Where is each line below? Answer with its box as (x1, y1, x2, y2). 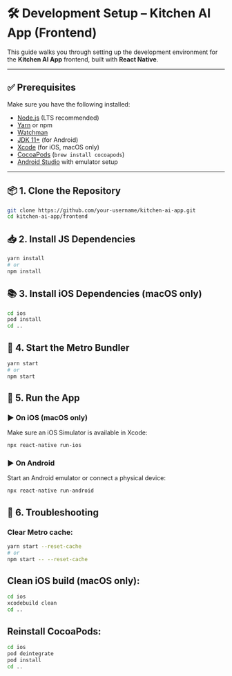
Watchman (17, 128, 48, 136)
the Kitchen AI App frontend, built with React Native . (7, 55, 159, 63)
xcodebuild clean (7, 600, 57, 607)
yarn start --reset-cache (7, 543, 81, 550)
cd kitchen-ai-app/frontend (7, 213, 88, 220)
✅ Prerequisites (7, 82, 76, 93)
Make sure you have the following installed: (7, 100, 130, 108)
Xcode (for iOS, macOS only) (17, 143, 100, 151)
